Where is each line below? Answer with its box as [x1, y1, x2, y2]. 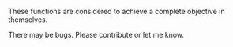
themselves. [8, 15, 48, 24]
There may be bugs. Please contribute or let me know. [8, 31, 184, 39]
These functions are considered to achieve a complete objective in [8, 7, 225, 16]
